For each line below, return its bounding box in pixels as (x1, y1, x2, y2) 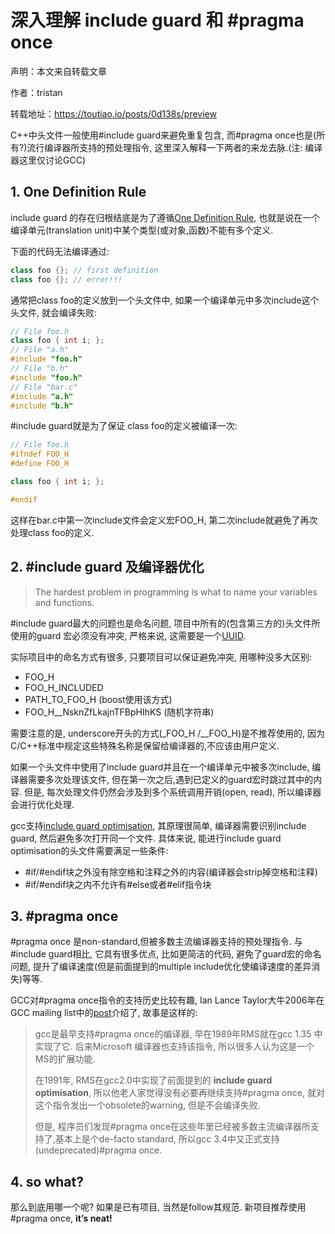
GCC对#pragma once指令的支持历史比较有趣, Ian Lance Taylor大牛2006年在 (10, 994, 325, 1006)
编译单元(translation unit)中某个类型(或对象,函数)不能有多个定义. (10, 224, 274, 236)
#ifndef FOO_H (10, 449, 70, 460)
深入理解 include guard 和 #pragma (10, 9, 305, 32)
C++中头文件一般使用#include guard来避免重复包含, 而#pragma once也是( (10, 129, 317, 141)
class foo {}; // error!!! (10, 274, 123, 285)
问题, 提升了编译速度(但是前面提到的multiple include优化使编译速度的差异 (10, 961, 312, 973)
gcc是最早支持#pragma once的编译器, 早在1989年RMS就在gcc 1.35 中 (34, 1028, 323, 1040)
